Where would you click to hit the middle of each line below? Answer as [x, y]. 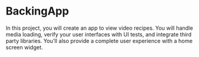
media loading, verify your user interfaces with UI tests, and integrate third [99, 34]
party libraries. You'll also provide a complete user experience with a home [99, 41]
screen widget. [24, 47]
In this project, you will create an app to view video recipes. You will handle [99, 28]
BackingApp [37, 11]
